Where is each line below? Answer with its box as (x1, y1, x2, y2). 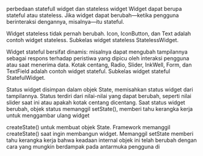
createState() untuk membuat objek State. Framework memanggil (6, 124, 171, 130)
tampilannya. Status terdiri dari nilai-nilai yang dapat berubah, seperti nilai (6, 93, 192, 99)
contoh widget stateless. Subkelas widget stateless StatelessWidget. (6, 37, 179, 43)
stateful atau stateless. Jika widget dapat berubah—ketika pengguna (6, 12, 179, 19)
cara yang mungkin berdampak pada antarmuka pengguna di (6, 143, 160, 150)
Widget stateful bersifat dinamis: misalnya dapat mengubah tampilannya (6, 48, 188, 55)
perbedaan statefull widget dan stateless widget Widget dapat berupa (6, 5, 182, 12)
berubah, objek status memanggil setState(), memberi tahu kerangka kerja (6, 105, 193, 112)
